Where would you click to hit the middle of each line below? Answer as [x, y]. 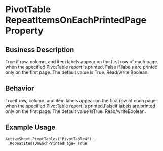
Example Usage [30, 127]
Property [25, 31]
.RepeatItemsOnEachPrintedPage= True [47, 143]
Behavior [20, 88]
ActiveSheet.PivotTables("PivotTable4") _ [51, 139]
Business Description [40, 49]
